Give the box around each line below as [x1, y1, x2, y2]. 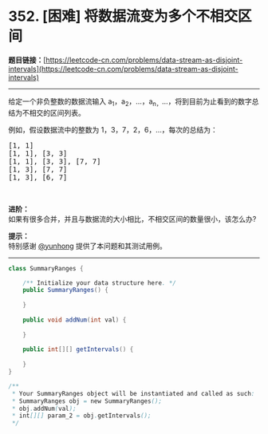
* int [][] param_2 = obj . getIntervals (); [11, 412, 152, 420]
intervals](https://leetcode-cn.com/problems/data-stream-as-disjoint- [8, 64, 238, 73]
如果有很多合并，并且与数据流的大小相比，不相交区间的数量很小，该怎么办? [8, 214, 257, 223]
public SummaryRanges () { [22, 286, 109, 294]
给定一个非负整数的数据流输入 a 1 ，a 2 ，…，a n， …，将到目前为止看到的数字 [8, 97, 253, 108]
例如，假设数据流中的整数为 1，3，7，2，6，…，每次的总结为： [8, 124, 218, 134]
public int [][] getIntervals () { [22, 345, 134, 353]
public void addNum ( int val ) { [22, 316, 127, 324]
